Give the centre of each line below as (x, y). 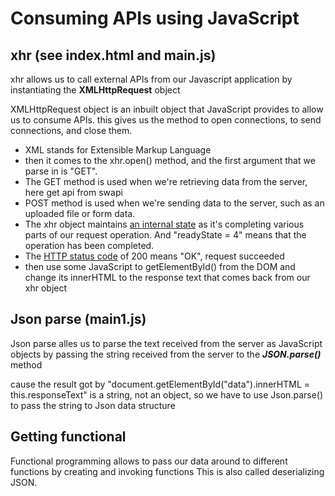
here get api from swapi (73, 192)
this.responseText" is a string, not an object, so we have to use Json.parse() (167, 394)
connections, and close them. (71, 130)
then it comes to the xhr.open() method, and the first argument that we (170, 160)
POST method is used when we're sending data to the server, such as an (174, 203)
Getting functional (68, 437)
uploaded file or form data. (80, 213)
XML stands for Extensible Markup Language (118, 150)
